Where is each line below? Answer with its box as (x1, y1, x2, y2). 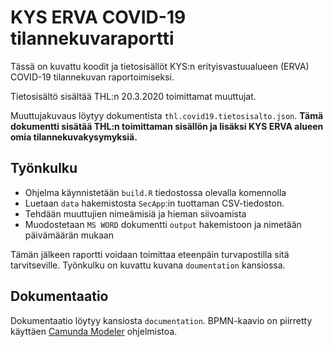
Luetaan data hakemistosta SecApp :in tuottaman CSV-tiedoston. (24, 197, 285, 209)
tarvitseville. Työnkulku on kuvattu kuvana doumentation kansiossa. (10, 259, 286, 271)
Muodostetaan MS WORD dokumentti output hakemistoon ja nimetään (24, 218, 302, 230)
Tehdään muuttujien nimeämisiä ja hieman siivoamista (24, 207, 247, 220)
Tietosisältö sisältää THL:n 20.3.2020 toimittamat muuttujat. (10, 90, 257, 102)
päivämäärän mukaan (24, 229, 114, 241)
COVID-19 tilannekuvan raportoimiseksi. (10, 71, 175, 83)
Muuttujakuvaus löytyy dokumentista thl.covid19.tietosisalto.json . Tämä (10, 109, 324, 121)
